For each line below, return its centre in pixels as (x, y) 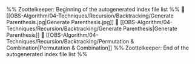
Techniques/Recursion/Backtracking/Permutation (68, 41)
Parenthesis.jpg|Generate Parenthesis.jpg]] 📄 (63, 22)
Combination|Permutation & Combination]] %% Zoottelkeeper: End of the (98, 48)
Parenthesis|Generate (150, 28)
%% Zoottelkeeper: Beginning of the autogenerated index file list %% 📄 (96, 9)
